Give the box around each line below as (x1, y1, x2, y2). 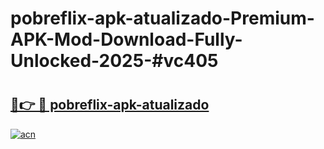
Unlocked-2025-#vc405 (10, 50, 219, 72)
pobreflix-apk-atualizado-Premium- (10, 7, 315, 30)
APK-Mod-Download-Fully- (10, 28, 243, 51)
